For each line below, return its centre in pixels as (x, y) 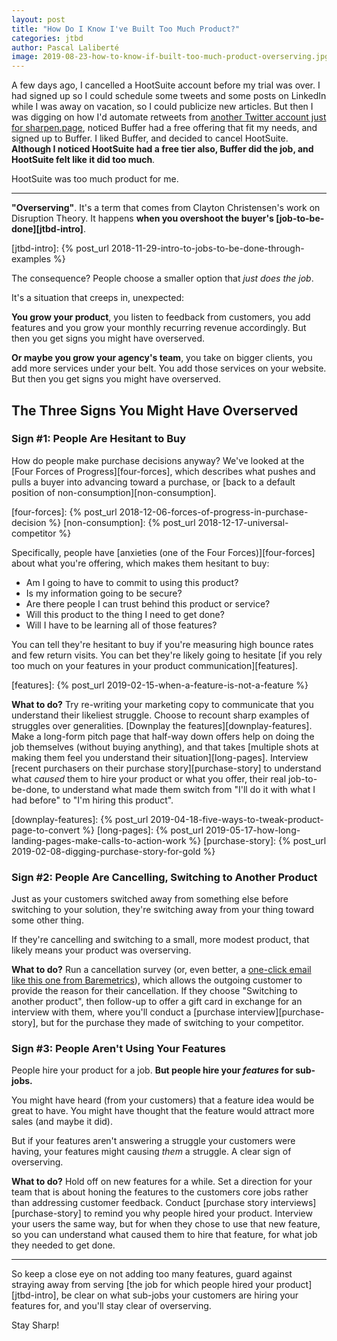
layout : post (38, 19)
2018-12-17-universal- (243, 522)
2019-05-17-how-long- (253, 830)
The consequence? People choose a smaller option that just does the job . (162, 278)
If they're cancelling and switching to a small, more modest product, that (160, 940)
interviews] (293, 1203)
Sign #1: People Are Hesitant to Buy (99, 439)
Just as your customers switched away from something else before (150, 899)
